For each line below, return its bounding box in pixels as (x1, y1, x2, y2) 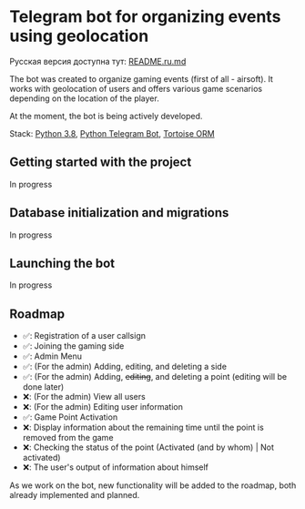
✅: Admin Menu (22, 351, 83, 361)
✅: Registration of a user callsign (22, 331, 146, 341)
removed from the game (22, 433, 114, 443)
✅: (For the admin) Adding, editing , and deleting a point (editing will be (22, 372, 288, 382)
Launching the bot (9, 255, 116, 270)
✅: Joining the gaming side (22, 341, 125, 351)
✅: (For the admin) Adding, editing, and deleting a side (22, 361, 228, 372)
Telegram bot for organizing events (9, 6, 281, 27)
